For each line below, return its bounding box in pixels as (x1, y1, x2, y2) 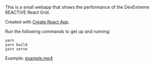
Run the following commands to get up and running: (5, 29, 111, 34)
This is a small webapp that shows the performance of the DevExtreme (5, 4, 150, 10)
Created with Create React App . (5, 19, 70, 25)
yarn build (5, 42, 28, 47)
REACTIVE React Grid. (5, 9, 50, 15)
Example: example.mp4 (5, 55, 53, 61)
